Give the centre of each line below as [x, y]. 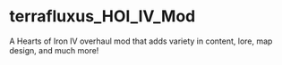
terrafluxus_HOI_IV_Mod [103, 16]
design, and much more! [54, 50]
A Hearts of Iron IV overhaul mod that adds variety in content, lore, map [141, 41]
